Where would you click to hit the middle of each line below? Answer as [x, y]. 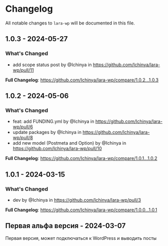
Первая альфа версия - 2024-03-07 [66, 226]
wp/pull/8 [23, 138]
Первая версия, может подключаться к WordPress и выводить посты [81, 238]
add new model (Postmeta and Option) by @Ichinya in [69, 143]
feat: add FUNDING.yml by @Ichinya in [53, 121]
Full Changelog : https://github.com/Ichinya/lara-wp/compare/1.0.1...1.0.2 [81, 158]
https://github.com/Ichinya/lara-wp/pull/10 [57, 149]
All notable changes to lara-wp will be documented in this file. [70, 23]
